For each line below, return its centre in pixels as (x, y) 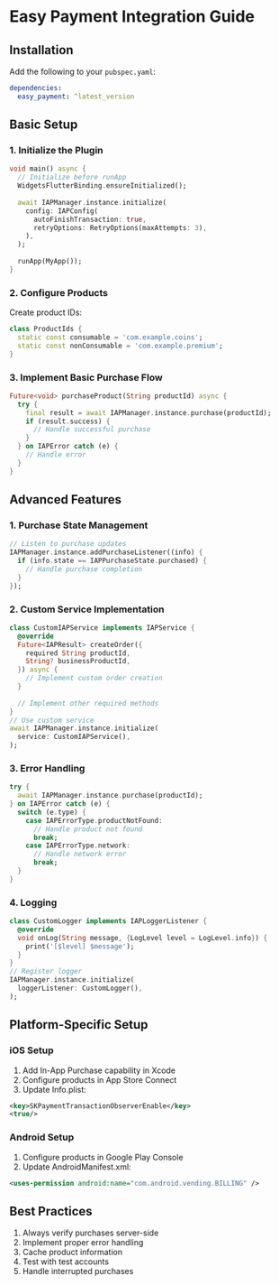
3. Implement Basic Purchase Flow (86, 377)
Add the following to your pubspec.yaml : (82, 71)
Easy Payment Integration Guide (132, 17)
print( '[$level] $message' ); (80, 946)
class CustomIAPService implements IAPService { (102, 628)
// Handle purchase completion (84, 569)
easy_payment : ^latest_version (76, 97)
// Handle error (56, 455)
